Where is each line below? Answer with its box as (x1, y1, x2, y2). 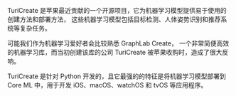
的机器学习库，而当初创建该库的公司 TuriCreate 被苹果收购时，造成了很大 (7, 48, 222, 56)
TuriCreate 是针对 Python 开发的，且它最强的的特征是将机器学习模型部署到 (7, 72, 226, 80)
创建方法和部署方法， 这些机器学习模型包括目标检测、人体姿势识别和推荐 (7, 15, 221, 23)
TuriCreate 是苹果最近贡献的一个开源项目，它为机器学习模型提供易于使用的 (7, 6, 227, 14)
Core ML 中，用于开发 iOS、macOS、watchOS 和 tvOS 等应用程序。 (7, 81, 208, 89)
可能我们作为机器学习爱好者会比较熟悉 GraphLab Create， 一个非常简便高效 (7, 39, 230, 48)
